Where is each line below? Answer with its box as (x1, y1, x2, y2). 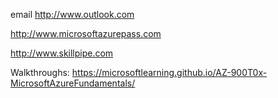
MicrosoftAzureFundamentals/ (10, 77, 136, 89)
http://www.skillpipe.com (10, 47, 114, 59)
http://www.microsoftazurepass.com (10, 28, 162, 39)
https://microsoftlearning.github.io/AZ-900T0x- (71, 67, 268, 78)
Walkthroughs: (10, 67, 70, 78)
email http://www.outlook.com (10, 9, 135, 20)
